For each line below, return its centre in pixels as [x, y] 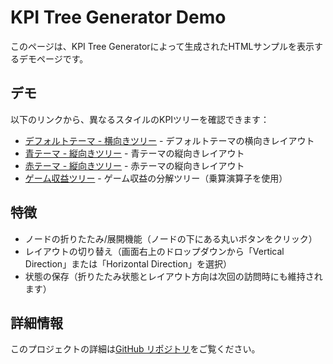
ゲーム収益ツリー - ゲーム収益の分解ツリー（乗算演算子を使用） [156, 178]
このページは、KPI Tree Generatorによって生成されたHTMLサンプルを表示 [162, 46]
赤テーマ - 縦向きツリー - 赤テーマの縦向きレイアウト [134, 165]
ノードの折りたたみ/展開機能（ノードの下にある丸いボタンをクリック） [171, 238]
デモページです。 [53, 58]
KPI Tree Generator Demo [118, 17]
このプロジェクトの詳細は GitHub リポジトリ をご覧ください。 [135, 349]
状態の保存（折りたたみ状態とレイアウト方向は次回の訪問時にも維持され [173, 276]
